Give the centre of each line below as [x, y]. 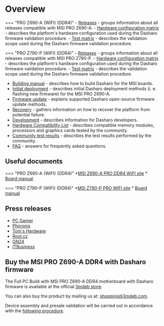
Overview [25, 9]
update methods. [29, 104]
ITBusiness [24, 246]
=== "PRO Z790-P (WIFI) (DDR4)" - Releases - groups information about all [82, 53]
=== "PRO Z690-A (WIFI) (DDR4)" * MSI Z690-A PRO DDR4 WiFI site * [76, 173]
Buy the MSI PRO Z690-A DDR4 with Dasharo [76, 262]
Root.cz [20, 236]
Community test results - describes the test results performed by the [82, 136]
